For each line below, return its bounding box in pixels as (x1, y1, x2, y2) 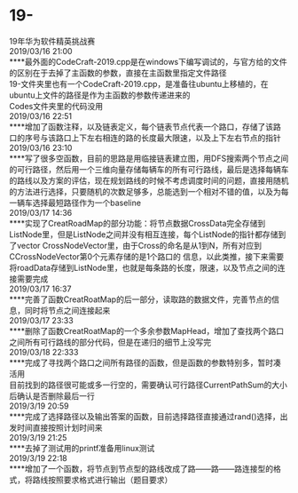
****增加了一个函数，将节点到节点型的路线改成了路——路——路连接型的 (9, 463, 274, 473)
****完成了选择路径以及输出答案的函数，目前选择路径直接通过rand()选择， (9, 410, 281, 422)
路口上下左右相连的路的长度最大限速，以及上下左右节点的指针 (55, 132, 281, 143)
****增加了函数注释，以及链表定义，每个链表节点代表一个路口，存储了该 (9, 121, 274, 131)
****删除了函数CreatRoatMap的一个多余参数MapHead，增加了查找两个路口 (9, 325, 285, 336)
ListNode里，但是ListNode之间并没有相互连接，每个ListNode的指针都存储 (9, 228, 278, 240)
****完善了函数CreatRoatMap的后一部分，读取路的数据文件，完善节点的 (9, 294, 272, 305)
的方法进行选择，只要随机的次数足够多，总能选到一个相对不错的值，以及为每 (9, 186, 289, 196)
